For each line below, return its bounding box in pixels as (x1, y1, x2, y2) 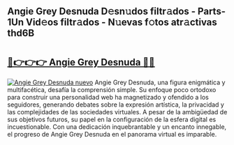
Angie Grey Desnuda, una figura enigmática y (94, 78, 226, 86)
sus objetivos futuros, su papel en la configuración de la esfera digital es (7, 115, 217, 123)
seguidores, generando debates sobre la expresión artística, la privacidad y (7, 100, 225, 109)
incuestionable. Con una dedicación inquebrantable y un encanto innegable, (7, 123, 227, 131)
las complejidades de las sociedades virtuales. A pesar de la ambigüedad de (7, 108, 228, 116)
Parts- (198, 6, 226, 17)
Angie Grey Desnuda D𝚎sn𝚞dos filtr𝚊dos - (7, 6, 196, 17)
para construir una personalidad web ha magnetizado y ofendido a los (7, 93, 210, 101)
